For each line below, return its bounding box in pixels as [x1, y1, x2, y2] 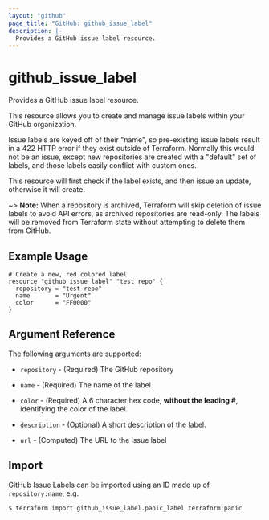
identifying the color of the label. [19, 403, 128, 414]
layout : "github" [8, 11, 67, 20]
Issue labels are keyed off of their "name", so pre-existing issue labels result [8, 135, 260, 145]
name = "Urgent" [15, 292, 92, 300]
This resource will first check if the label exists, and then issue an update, [8, 176, 251, 186]
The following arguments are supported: [8, 349, 142, 358]
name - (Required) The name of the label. [19, 379, 153, 390]
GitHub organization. [8, 120, 77, 129]
